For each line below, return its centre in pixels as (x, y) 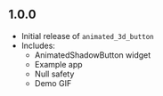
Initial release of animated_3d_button (87, 36)
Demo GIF (53, 83)
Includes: (38, 45)
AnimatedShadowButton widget (93, 55)
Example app (58, 64)
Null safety (54, 74)
